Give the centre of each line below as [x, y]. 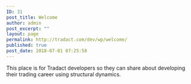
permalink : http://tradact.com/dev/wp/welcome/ [67, 40]
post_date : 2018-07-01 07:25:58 [47, 51]
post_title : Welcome [32, 17]
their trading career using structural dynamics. [64, 74]
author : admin [24, 23]
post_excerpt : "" [28, 28]
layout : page [23, 34]
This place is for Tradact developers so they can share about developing [96, 68]
